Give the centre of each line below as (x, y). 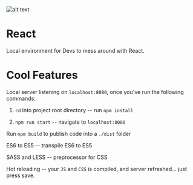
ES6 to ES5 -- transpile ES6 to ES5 (49, 145)
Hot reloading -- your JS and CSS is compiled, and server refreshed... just (97, 169)
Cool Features (42, 75)
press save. (21, 175)
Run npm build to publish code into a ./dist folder (69, 133)
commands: (21, 98)
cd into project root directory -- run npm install (74, 110)
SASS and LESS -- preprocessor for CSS (57, 157)
